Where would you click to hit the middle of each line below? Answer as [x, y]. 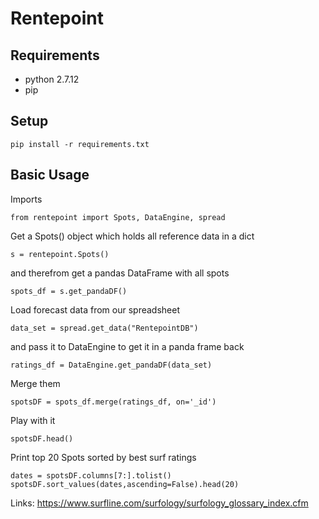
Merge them [35, 383]
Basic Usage [50, 175]
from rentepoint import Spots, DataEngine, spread [118, 217]
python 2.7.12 [52, 79]
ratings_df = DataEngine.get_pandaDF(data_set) [111, 365]
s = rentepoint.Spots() [60, 254]
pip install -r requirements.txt [80, 144]
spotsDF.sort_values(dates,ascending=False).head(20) [125, 484]
